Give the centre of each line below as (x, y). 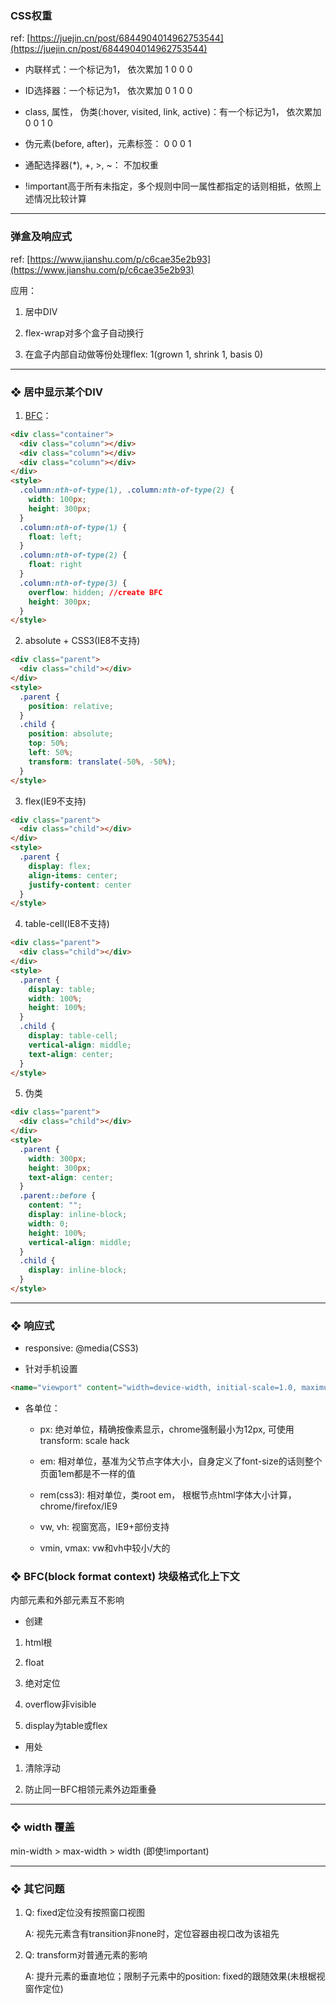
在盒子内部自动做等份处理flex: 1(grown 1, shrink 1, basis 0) (144, 354)
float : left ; (55, 537)
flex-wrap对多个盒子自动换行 (84, 333)
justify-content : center (80, 885)
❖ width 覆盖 (42, 1827)
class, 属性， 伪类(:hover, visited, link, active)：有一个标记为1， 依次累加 (173, 112)
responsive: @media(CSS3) (81, 1348)
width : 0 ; (49, 1223)
